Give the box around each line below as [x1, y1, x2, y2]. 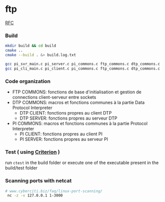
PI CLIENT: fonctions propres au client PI [19, 131, 103, 137]
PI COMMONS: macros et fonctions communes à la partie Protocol [12, 120, 148, 126]
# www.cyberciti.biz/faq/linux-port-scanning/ [5, 189, 103, 194]
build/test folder [5, 165, 38, 171]
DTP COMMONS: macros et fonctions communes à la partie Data [12, 99, 145, 105]
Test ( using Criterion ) [5, 148, 60, 155]
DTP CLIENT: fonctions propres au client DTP [19, 110, 112, 116]
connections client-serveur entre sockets [12, 94, 96, 100]
